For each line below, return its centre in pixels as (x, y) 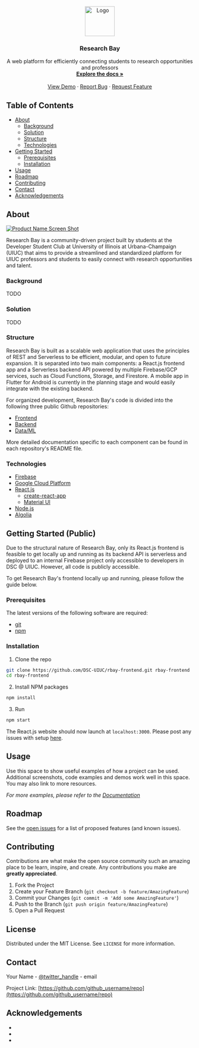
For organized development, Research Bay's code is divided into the (90, 400)
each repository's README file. (45, 448)
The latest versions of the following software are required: (77, 613)
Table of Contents (40, 105)
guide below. (22, 584)
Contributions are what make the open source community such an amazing (98, 861)
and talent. (19, 265)
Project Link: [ (23, 988)
